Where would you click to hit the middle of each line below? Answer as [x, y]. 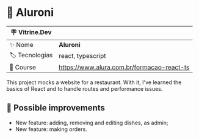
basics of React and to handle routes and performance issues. [85, 88]
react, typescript [82, 56]
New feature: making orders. [51, 129]
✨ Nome [21, 45]
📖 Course [23, 67]
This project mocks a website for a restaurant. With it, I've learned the [94, 82]
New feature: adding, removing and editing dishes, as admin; [92, 123]
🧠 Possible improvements [56, 108]
